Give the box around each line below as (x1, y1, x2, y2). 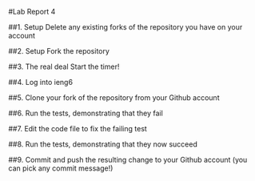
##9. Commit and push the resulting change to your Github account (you (8, 155, 248, 164)
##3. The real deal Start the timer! (8, 62, 120, 71)
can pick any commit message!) (8, 163, 114, 173)
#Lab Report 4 (8, 7, 56, 16)
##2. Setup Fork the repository (8, 46, 110, 55)
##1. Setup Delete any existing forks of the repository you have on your (8, 22, 243, 31)
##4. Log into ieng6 (8, 78, 74, 86)
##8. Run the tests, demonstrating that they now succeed (8, 139, 197, 149)
